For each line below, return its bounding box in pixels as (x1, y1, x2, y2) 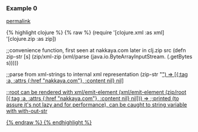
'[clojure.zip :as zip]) (6, 36, 56, 43)
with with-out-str (6, 108, 48, 115)
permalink (6, 18, 31, 25)
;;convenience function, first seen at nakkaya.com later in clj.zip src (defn (6, 47, 186, 54)
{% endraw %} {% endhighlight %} (6, 119, 92, 126)
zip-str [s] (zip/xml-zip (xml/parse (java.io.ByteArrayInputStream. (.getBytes (6, 53, 193, 60)
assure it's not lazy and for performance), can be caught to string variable (6, 101, 187, 108)
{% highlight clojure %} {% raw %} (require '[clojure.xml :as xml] (6, 29, 165, 36)
